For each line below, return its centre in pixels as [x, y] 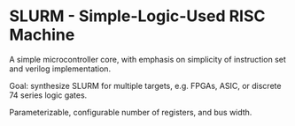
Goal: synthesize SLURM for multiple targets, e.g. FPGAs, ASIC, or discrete [145, 85]
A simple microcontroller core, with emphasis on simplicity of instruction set [147, 59]
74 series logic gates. [48, 95]
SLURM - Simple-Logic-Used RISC [137, 16]
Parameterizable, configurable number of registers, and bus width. [131, 112]
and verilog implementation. [60, 69]
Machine [42, 35]
